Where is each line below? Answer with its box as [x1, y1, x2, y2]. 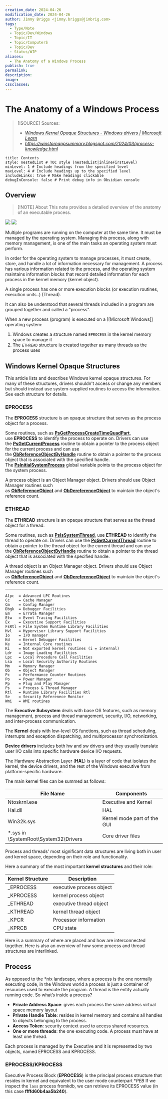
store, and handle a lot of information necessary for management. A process [5, 261, 162, 267]
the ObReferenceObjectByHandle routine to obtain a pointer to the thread [5, 548, 158, 554]
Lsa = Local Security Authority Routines [5, 659, 97, 664]
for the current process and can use [5, 446, 79, 452]
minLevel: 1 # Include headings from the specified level [5, 164, 128, 169]
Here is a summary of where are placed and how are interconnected [5, 937, 146, 943]
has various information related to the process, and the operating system [5, 266, 155, 272]
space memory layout [12, 1007, 57, 1013]
